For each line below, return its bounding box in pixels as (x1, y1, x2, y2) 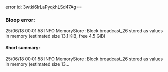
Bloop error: (5, 16, 35, 23)
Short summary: (5, 44, 40, 50)
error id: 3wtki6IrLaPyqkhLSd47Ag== (5, 4, 82, 10)
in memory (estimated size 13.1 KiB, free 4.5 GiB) (5, 33, 106, 39)
